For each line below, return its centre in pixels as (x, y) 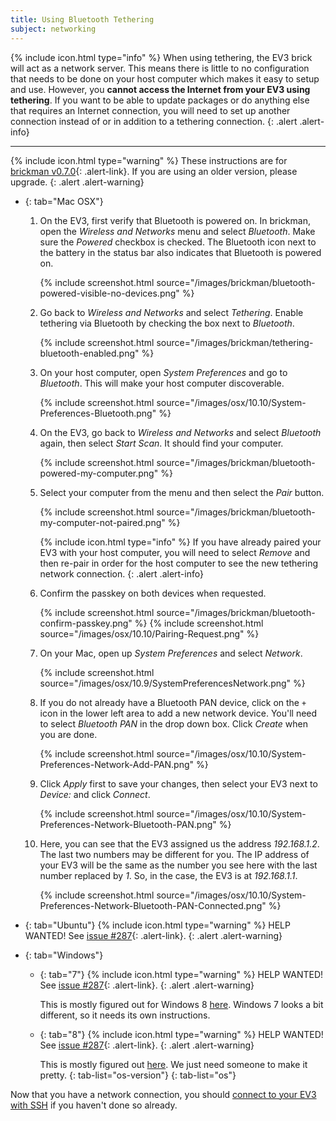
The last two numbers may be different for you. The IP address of (174, 854)
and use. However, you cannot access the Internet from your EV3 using (160, 89)
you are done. (68, 734)
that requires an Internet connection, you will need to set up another (150, 110)
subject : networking (53, 29)
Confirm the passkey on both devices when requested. (153, 593)
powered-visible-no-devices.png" (109, 293)
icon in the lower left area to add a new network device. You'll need (178, 713)
